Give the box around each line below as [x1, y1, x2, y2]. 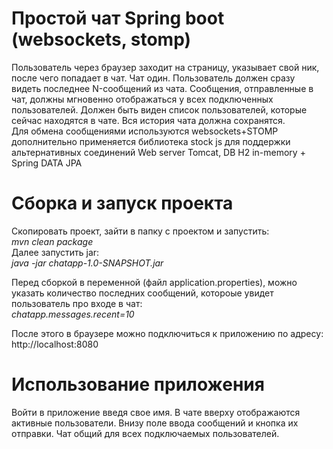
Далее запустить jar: [11, 246, 100, 258]
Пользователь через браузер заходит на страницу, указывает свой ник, [11, 61, 320, 73]
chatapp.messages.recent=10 [11, 308, 135, 320]
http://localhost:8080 [11, 338, 99, 350]
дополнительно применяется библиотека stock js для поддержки [11, 135, 291, 147]
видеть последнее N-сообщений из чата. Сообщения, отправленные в [11, 82, 314, 94]
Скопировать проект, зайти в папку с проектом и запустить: [11, 225, 270, 237]
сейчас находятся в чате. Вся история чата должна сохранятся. [11, 114, 286, 126]
